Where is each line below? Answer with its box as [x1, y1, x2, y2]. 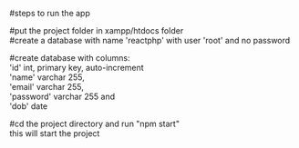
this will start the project [9, 128, 100, 139]
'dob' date [9, 101, 48, 112]
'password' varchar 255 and [9, 91, 116, 102]
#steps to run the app [9, 8, 91, 18]
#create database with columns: [9, 53, 130, 63]
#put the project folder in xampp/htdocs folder [9, 25, 184, 35]
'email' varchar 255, [9, 82, 85, 92]
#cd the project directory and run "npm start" [9, 118, 180, 129]
